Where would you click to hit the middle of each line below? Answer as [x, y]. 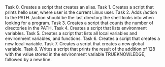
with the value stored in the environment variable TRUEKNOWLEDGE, [75, 54]
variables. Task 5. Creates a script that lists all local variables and [71, 33]
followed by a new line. [28, 59]
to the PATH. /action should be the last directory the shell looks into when [80, 17]
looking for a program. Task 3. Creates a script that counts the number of [79, 23]
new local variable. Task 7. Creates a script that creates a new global [75, 44]
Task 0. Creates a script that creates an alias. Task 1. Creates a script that [80, 7]
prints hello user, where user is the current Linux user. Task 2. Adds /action [81, 12]
